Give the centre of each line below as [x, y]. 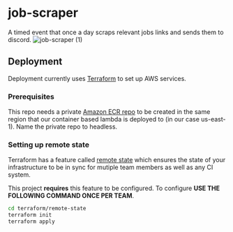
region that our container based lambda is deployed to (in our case [104, 119]
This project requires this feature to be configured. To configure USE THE [114, 188]
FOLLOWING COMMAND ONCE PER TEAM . [71, 196]
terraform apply [31, 222]
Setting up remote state [49, 145]
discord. [20, 39]
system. [19, 175]
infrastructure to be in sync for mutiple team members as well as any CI [111, 167]
